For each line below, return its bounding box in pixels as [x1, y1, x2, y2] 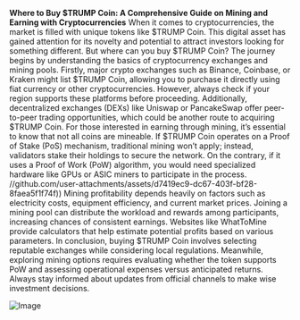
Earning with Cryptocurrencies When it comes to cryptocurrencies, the [9, 17, 275, 28]
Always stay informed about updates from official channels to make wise [9, 274, 277, 284]
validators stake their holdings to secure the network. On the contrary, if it [9, 150, 281, 160]
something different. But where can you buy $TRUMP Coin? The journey [9, 46, 276, 56]
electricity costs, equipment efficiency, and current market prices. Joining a [9, 198, 288, 208]
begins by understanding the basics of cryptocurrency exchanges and [9, 55, 268, 65]
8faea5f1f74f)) [9, 188, 62, 198]
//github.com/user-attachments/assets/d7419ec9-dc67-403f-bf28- [9, 179, 257, 189]
